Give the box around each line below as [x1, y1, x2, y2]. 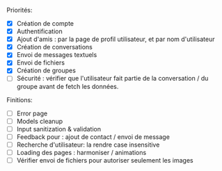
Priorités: [6, 6, 33, 14]
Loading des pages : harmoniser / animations [16, 148, 147, 156]
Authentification [16, 27, 63, 35]
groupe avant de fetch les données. [16, 82, 119, 90]
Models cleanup [16, 117, 63, 125]
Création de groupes [16, 66, 76, 75]
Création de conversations [16, 43, 93, 51]
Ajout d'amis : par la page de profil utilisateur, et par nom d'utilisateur [16, 35, 215, 44]
